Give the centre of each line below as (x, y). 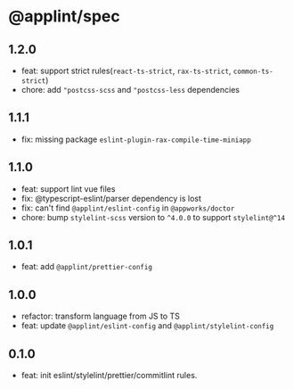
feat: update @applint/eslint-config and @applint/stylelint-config (147, 326)
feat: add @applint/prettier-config (87, 267)
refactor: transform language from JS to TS (100, 316)
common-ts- (253, 71)
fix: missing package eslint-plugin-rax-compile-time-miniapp (136, 139)
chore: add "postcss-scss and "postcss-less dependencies (130, 90)
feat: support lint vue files (68, 188)
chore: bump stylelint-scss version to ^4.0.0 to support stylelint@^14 (153, 217)
